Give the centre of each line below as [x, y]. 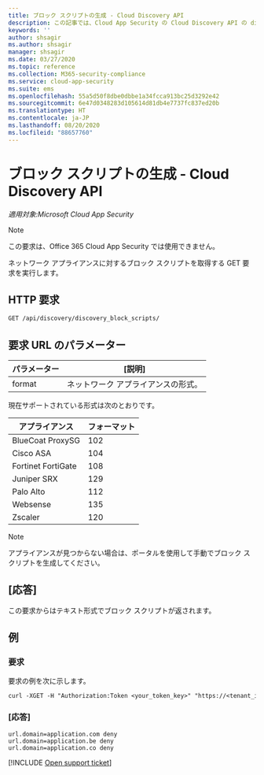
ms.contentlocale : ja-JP [49, 118]
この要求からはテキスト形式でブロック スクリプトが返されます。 [112, 610]
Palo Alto [29, 491]
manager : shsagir [37, 52]
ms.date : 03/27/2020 [42, 60]
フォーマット [112, 427]
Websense [32, 505]
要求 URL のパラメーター [67, 345]
